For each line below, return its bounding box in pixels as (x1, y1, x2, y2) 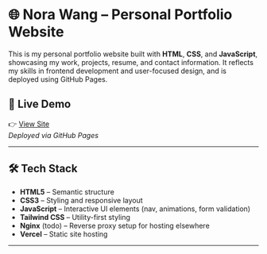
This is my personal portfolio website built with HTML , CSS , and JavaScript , (8, 49, 258, 59)
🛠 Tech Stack (8, 162, 78, 175)
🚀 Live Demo (8, 98, 72, 111)
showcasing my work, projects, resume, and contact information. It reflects (8, 57, 254, 67)
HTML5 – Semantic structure (19, 187, 115, 196)
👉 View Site (8, 119, 50, 129)
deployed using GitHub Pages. (8, 74, 108, 84)
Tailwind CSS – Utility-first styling (19, 212, 131, 221)
